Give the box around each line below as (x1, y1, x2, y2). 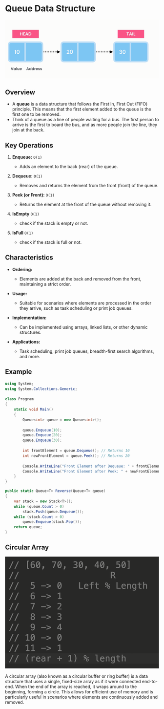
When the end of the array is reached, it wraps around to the (15, 684, 137, 689)
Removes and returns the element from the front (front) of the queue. (19, 183, 159, 189)
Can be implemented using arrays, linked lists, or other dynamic (19, 324, 148, 330)
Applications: (12, 339, 41, 344)
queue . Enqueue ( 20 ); (22, 433, 62, 438)
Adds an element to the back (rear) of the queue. (19, 164, 118, 170)
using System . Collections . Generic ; (5, 387, 78, 391)
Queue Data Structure (5, 3, 96, 14)
